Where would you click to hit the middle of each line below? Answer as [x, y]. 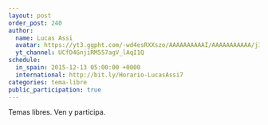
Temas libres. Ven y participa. [57, 112]
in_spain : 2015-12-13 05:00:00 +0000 [78, 68]
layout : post [30, 16]
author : [21, 30]
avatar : [28, 45]
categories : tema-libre [48, 82]
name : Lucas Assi [44, 38]
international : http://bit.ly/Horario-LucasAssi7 [99, 75]
